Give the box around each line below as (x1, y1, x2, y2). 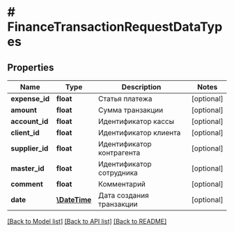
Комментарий (98, 179, 146, 189)
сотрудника (98, 168, 138, 178)
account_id (10, 116, 49, 126)
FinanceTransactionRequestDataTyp (7, 19, 223, 35)
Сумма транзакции (98, 105, 164, 115)
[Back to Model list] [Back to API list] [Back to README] (7, 217, 167, 225)
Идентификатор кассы (98, 116, 175, 126)
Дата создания (98, 191, 150, 200)
